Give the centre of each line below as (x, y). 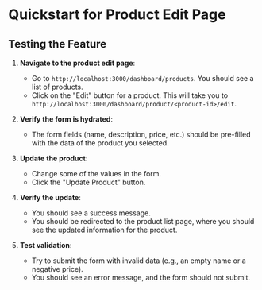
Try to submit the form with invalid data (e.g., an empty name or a (139, 261)
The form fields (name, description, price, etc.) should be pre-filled (141, 134)
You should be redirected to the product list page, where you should (143, 221)
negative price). (57, 269)
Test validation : (46, 245)
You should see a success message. (91, 213)
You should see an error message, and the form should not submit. (141, 277)
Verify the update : (50, 197)
